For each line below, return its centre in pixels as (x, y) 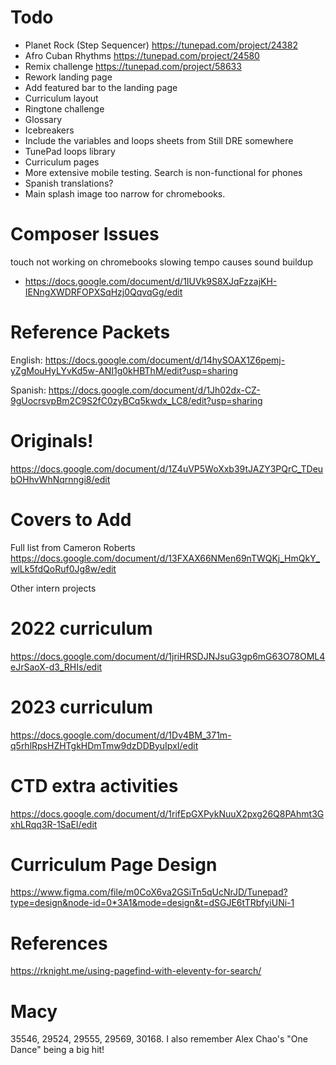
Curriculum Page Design (114, 864)
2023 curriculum (81, 707)
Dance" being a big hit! (57, 1050)
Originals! (52, 441)
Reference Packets (90, 332)
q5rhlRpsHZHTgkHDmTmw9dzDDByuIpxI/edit (104, 745)
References (59, 943)
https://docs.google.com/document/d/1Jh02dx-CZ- (154, 390)
